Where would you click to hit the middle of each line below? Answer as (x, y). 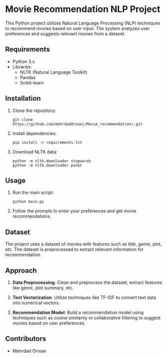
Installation (23, 98)
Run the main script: (33, 192)
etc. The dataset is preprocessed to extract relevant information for (74, 249)
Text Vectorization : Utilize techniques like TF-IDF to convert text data (84, 297)
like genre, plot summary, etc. (43, 288)
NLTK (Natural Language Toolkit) (53, 72)
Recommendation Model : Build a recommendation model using (78, 312)
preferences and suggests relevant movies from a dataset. (65, 33)
